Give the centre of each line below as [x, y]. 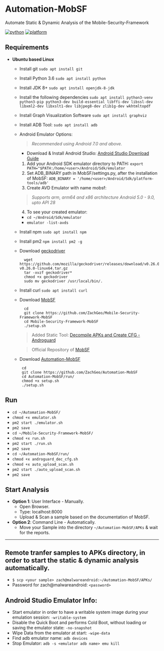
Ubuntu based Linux [33, 59]
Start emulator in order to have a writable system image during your [80, 612]
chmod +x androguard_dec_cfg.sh [45, 459]
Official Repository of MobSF [61, 349]
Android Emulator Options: [46, 134]
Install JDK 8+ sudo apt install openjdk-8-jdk [67, 88]
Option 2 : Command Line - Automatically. [54, 522]
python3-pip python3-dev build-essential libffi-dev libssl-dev [86, 102]
